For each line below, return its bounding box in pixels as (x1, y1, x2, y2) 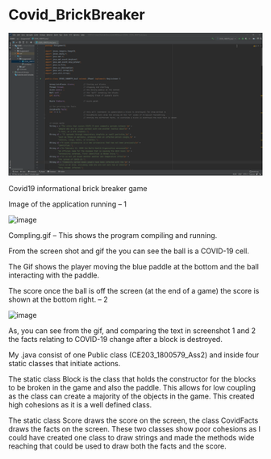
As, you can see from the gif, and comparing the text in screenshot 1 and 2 (8, 325, 256, 336)
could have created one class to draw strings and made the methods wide (8, 432, 255, 442)
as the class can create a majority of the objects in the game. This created (8, 391, 255, 401)
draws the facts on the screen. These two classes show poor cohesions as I (8, 424, 261, 433)
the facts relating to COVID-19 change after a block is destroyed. (8, 334, 223, 344)
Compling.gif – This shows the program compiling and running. (8, 230, 218, 240)
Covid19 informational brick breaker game (8, 183, 148, 193)
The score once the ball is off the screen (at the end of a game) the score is (8, 286, 260, 295)
